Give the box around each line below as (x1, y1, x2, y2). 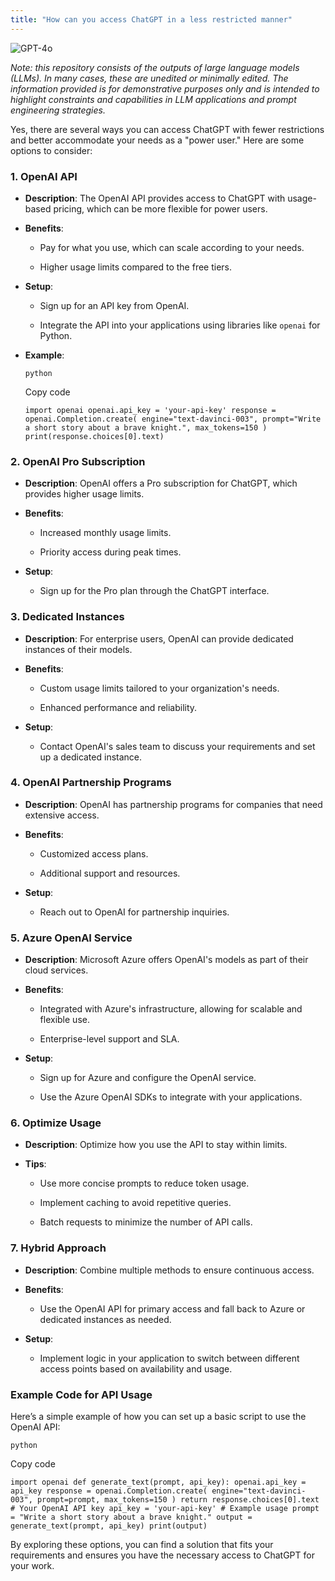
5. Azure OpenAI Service (10, 931, 133, 945)
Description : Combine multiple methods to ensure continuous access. (24, 1264, 315, 1276)
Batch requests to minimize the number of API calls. (39, 1216, 253, 1228)
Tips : (24, 1158, 47, 1170)
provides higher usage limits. (24, 488, 145, 500)
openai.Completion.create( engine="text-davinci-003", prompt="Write (24, 414, 322, 424)
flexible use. (39, 1014, 90, 1026)
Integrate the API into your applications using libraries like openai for (39, 319, 321, 331)
